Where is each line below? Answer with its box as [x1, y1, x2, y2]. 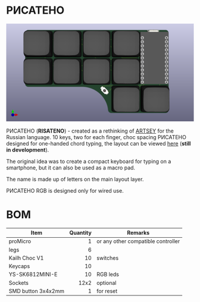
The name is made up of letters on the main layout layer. [6, 175, 144, 183]
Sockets [8, 279, 29, 286]
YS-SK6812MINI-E [8, 271, 58, 278]
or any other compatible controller [96, 238, 180, 245]
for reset [96, 287, 118, 294]
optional [96, 279, 117, 286]
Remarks [127, 229, 150, 237]
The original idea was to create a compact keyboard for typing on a [6, 158, 171, 165]
